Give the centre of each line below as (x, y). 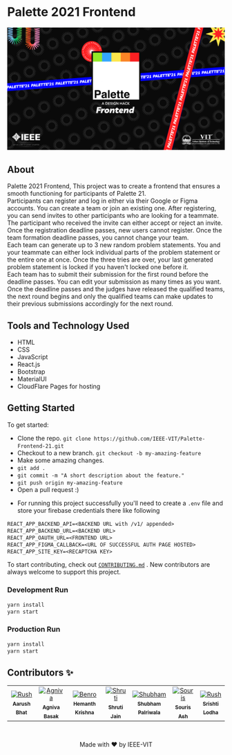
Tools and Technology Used (68, 326)
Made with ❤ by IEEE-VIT (116, 745)
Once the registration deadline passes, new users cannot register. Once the (115, 230)
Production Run (34, 629)
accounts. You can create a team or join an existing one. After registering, (112, 208)
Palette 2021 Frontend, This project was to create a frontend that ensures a (114, 186)
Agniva (51, 707)
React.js (29, 365)
